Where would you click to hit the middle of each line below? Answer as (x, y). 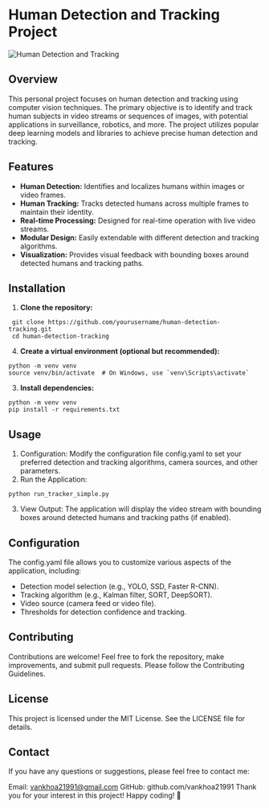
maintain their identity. (57, 211)
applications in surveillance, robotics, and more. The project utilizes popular (134, 124)
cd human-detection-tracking (61, 336)
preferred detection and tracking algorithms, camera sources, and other (139, 462)
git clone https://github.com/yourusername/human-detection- (116, 322)
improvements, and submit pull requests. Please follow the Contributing (126, 665)
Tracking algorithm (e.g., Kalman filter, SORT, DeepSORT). (116, 595)
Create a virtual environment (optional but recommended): (120, 351)
